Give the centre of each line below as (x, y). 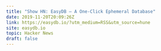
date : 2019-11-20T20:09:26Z (40, 17)
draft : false (22, 39)
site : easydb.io (26, 28)
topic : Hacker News (30, 33)
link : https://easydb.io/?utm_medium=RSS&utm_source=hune (78, 22)
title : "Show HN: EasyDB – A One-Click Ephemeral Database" (81, 11)
